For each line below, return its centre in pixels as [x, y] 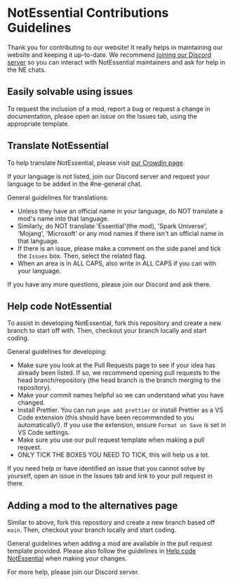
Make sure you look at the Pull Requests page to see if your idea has [116, 365]
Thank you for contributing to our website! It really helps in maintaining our [115, 47]
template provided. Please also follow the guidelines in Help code [102, 551]
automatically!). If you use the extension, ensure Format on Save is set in [122, 425]
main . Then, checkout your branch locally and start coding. [92, 530]
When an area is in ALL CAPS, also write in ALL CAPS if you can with [116, 263]
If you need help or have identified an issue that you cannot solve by [106, 469]
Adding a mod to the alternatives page [93, 505]
